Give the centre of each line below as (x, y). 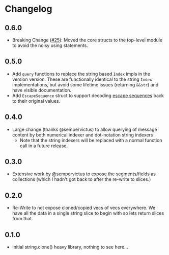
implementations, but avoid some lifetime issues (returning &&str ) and (85, 84)
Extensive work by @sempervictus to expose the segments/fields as (84, 174)
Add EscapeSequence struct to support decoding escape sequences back (88, 96)
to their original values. (36, 101)
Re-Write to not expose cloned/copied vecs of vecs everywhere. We (84, 208)
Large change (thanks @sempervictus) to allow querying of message (84, 129)
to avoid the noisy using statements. (50, 45)
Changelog (29, 9)
